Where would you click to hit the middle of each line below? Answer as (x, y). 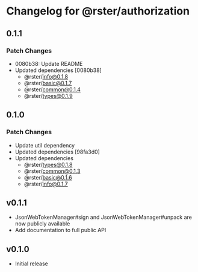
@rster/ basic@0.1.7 (48, 83)
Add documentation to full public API (60, 230)
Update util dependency (45, 145)
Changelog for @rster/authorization (98, 11)
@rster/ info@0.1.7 (46, 184)
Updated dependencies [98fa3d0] (57, 152)
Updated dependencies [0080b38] (58, 70)
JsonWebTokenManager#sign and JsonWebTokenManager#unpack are (104, 217)
